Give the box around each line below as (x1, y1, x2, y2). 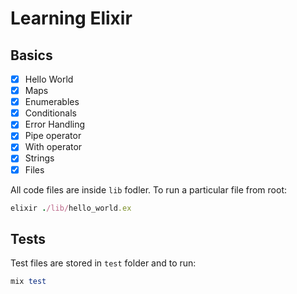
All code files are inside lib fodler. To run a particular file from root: (10, 183, 288, 196)
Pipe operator (24, 130, 82, 142)
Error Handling (24, 118, 86, 131)
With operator (24, 141, 83, 153)
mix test (10, 277, 47, 287)
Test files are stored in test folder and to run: (10, 257, 197, 269)
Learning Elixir (10, 7, 133, 30)
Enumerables (24, 96, 80, 108)
